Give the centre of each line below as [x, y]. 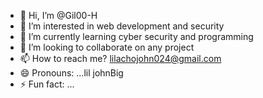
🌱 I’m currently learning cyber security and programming [136, 36]
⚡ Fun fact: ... [47, 84]
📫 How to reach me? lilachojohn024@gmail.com [120, 58]
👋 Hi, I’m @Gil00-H [58, 15]
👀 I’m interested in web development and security [122, 26]
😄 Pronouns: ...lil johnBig [71, 73]
